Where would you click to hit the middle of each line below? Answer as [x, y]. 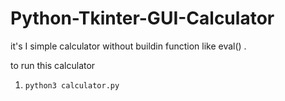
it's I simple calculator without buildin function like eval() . [128, 46]
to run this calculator [53, 65]
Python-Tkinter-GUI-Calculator [142, 18]
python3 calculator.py [72, 85]
